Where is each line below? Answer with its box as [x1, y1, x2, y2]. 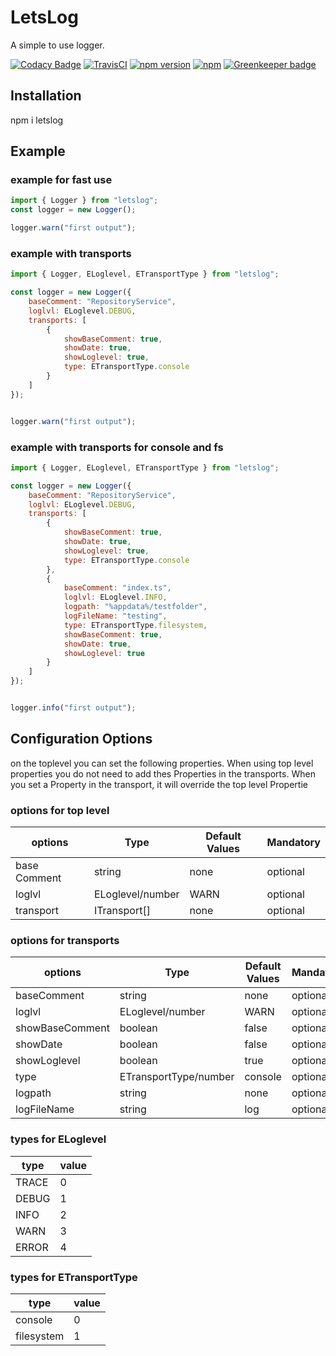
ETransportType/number [119, 1070, 235, 1084]
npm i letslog [10, 114, 64, 126]
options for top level [10, 803, 110, 817]
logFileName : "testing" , [63, 611, 168, 621]
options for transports [10, 933, 120, 947]
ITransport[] [93, 904, 151, 918]
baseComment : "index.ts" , [63, 583, 172, 593]
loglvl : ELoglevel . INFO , [63, 592, 168, 603]
